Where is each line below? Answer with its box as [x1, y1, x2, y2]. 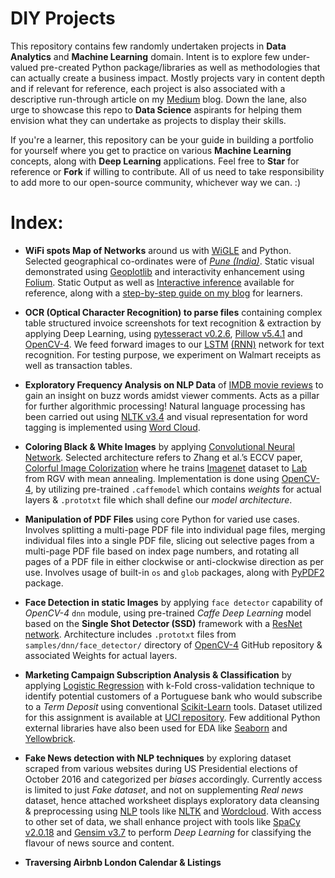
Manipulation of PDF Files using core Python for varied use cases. [24, 513, 300, 525]
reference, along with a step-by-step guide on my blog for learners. [24, 287, 303, 299]
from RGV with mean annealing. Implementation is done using [24, 472, 280, 484]
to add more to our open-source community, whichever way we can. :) [10, 176, 302, 188]
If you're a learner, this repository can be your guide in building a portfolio [10, 133, 314, 146]
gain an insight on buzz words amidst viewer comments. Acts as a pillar [24, 389, 320, 401]
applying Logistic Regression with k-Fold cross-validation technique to [24, 679, 316, 691]
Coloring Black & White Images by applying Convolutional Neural [24, 440, 295, 452]
